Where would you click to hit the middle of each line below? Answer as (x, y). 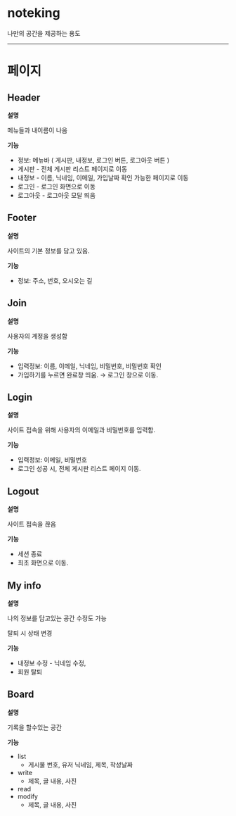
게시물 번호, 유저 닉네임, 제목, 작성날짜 (80, 765)
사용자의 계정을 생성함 (38, 336)
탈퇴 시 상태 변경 (30, 633)
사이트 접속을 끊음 (32, 524)
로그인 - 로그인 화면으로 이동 (57, 186)
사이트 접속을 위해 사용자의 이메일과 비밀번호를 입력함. (81, 430)
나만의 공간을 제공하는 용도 (44, 33)
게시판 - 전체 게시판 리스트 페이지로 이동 (72, 169)
